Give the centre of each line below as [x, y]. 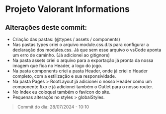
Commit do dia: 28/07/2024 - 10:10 [53, 107]
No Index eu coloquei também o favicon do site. [61, 92]
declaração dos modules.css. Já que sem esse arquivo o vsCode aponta [87, 50]
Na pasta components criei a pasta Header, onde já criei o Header [80, 71]
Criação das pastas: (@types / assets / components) [66, 39]
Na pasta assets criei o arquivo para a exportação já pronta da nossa [83, 60]
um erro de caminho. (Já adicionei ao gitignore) [61, 55]
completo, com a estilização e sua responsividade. [64, 76]
